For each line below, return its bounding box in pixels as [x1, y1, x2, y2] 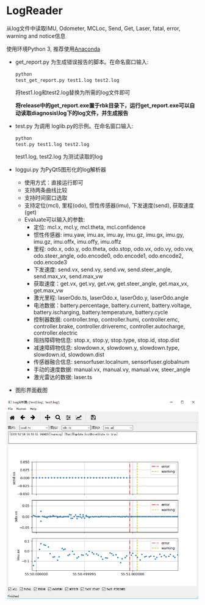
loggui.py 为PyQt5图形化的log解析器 [15, 165, 107, 173]
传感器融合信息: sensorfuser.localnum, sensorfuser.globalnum [33, 358, 190, 365]
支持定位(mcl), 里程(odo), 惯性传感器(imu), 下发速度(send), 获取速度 [24, 201, 194, 209]
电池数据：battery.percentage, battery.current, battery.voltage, [33, 302, 192, 309]
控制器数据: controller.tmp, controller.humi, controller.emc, [33, 316, 180, 323]
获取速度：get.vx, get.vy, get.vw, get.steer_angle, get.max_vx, [33, 280, 189, 287]
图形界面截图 [15, 386, 48, 394]
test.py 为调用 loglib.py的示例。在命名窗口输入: [15, 122, 134, 129]
